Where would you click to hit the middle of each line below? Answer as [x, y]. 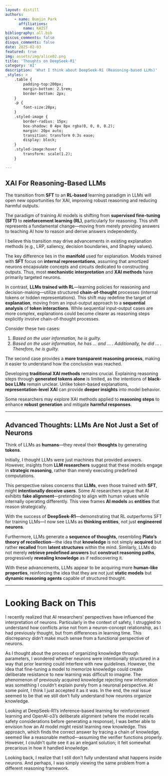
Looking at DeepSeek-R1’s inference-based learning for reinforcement [77, 711]
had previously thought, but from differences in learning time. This [73, 633]
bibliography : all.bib [29, 33]
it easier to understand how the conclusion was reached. [64, 364]
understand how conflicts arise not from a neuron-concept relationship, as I [83, 627]
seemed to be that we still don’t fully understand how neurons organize [78, 696]
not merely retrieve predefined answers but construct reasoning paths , [80, 552]
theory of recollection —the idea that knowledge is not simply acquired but [83, 542]
